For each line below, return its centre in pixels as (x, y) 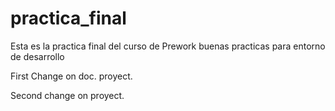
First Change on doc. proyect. (71, 76)
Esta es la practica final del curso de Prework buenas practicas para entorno (168, 46)
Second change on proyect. (67, 95)
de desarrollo (37, 56)
